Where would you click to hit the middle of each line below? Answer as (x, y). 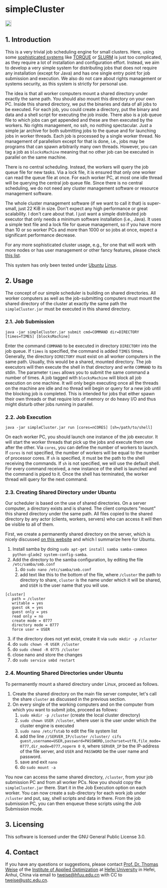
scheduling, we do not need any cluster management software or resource (82, 188)
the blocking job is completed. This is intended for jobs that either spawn (80, 393)
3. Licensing (24, 825)
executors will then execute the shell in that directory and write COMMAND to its (84, 367)
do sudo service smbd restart (44, 660)
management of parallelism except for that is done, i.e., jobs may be (75, 141)
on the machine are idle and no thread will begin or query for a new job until (83, 388)
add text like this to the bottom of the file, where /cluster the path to (90, 575)
